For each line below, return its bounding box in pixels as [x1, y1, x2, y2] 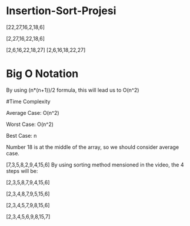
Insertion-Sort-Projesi [6, 4, 116, 18]
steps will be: [6, 167, 38, 174]
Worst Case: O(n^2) [6, 121, 54, 128]
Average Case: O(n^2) [6, 109, 60, 116]
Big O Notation [6, 67, 79, 81]
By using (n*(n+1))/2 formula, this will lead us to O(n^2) [6, 87, 139, 94]
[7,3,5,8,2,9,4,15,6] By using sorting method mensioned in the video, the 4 [6, 161, 184, 168]
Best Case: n [6, 132, 37, 139]
